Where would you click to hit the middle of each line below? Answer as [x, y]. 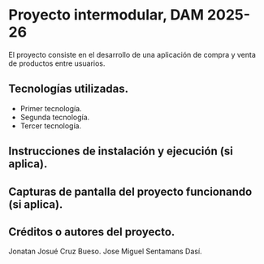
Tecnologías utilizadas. [68, 89]
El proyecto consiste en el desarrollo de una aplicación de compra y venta [132, 54]
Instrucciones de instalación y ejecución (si [121, 151]
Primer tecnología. [51, 108]
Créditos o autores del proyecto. [92, 232]
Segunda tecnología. [55, 117]
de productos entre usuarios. [57, 63]
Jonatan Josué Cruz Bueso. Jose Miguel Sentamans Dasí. [105, 251]
